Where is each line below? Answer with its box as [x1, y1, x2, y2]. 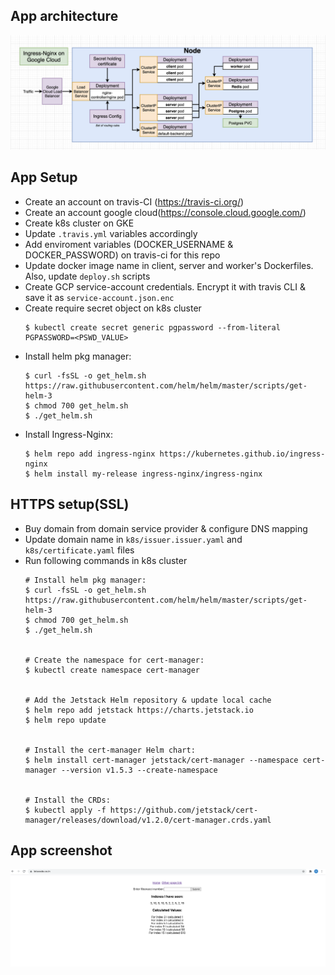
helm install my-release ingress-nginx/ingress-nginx [34, 469, 263, 479]
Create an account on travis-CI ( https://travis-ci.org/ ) [24, 195, 245, 208]
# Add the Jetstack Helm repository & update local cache [24, 695, 272, 705]
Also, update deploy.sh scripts [24, 270, 151, 282]
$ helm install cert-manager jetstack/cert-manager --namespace [24, 755, 299, 765]
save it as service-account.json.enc [24, 291, 175, 303]
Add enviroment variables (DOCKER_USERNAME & [24, 238, 234, 250]
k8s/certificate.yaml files [24, 544, 135, 556]
